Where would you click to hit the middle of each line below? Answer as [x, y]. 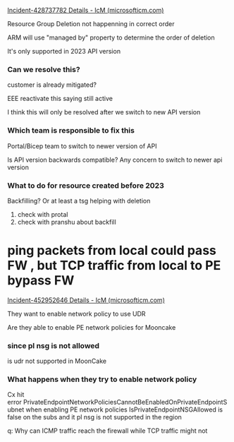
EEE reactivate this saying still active [60, 99]
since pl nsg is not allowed [54, 345]
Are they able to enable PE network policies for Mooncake [92, 327]
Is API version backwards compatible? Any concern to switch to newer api [115, 160]
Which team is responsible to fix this [71, 131]
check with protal [43, 214]
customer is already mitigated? [52, 85]
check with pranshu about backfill [67, 222]
